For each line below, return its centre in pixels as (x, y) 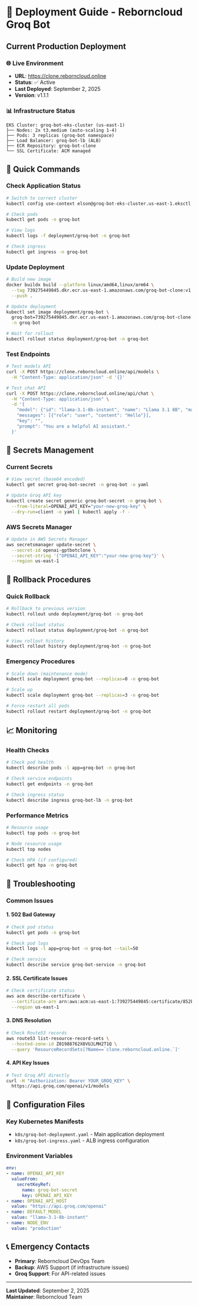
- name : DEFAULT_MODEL (34, 1212)
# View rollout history (35, 641)
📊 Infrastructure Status (41, 110)
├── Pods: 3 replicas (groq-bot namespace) (60, 136)
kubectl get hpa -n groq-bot (42, 865)
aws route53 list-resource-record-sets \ (58, 1038)
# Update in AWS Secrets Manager (47, 539)
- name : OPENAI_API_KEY (35, 1173)
